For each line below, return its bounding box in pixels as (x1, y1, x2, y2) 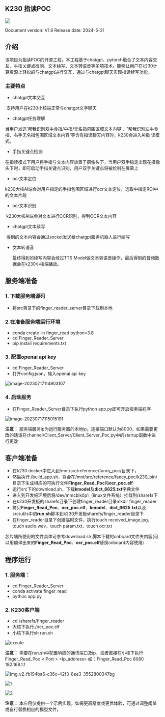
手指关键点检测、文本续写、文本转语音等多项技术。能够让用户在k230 (13, 63, 153, 69)
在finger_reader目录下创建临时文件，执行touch (12, 517, 108, 523)
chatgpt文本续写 (12, 223, 46, 229)
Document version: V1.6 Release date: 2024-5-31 (5, 27, 105, 33)
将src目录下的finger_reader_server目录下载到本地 (12, 305, 113, 311)
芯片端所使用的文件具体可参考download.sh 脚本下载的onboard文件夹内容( (5, 534, 154, 540)
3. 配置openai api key (5, 353, 56, 360)
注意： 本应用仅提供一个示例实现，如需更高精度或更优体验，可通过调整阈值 (5, 700, 157, 706)
